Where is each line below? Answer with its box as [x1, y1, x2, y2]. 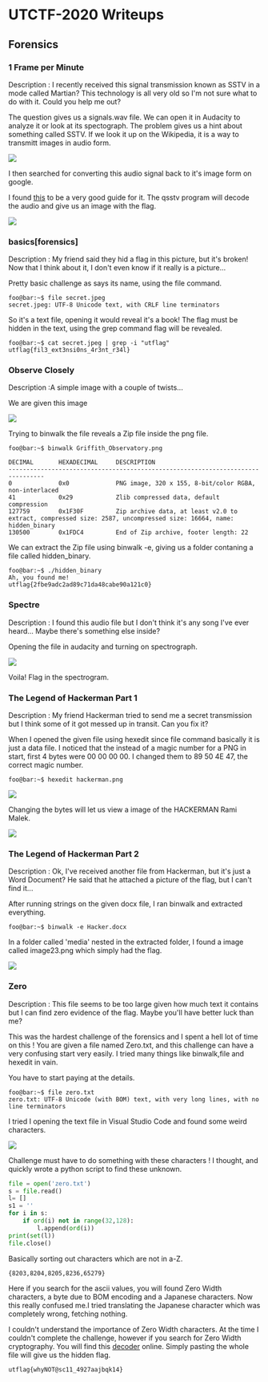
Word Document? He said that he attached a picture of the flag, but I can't [8, 875, 252, 885]
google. [8, 176, 34, 186]
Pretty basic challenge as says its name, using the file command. [8, 278, 222, 288]
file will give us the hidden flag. [8, 1350, 111, 1360]
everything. [8, 908, 46, 918]
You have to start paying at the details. [8, 1072, 135, 1082]
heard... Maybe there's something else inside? [8, 626, 161, 635]
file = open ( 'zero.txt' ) [8, 1179, 91, 1188]
